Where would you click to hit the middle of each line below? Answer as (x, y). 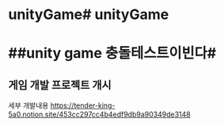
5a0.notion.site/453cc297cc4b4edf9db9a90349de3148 (100, 115)
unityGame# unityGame (89, 15)
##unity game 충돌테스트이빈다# (112, 53)
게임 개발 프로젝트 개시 (60, 85)
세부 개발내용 (28, 105)
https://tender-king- (83, 105)
